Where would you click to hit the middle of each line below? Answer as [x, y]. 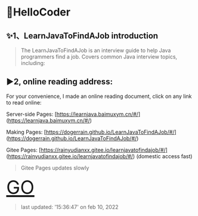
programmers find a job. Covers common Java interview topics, [99, 57]
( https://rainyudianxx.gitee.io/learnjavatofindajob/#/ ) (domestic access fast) [99, 156]
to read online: [24, 102]
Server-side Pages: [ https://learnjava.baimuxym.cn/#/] [73, 114]
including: [33, 63]
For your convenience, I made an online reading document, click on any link [99, 96]
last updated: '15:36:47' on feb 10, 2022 [69, 207]
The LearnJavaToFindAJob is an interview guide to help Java [96, 50]
